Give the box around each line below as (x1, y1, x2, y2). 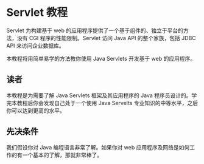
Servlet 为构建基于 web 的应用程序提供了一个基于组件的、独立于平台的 (6, 27, 184, 34)
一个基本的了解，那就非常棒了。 (22, 151, 102, 159)
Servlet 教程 (6, 5, 68, 19)
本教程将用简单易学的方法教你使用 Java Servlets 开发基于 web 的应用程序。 (6, 55, 196, 62)
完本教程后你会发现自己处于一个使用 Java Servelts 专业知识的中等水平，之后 (6, 99, 198, 106)
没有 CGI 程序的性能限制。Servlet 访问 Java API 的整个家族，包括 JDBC (16, 34, 196, 41)
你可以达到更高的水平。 (6, 107, 65, 114)
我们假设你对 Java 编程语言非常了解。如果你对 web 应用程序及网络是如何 (6, 143, 190, 151)
